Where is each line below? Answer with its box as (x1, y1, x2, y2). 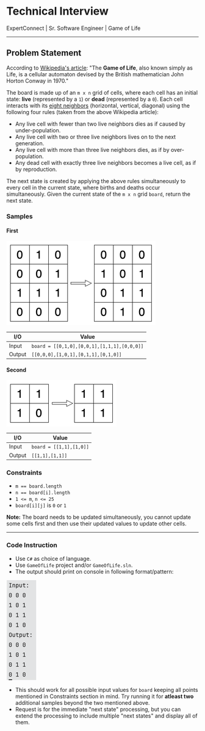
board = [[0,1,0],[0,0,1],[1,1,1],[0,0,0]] (31, 343, 144, 349)
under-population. (15, 126, 61, 134)
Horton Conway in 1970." (6, 77, 69, 84)
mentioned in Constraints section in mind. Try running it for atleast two (15, 693, 194, 700)
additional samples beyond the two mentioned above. (15, 699, 150, 706)
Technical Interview (6, 4, 109, 18)
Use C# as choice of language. (15, 555, 92, 562)
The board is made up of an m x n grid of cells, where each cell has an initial (6, 88, 198, 96)
